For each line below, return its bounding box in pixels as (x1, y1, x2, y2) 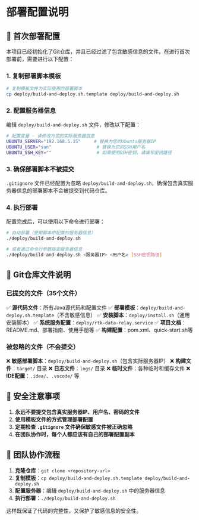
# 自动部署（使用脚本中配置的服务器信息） (6, 230, 96, 236)
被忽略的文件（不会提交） (6, 342, 80, 351)
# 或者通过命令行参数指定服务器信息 (6, 246, 83, 252)
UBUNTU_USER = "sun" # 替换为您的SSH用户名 (6, 144, 146, 150)
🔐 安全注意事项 (6, 391, 61, 401)
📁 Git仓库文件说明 (6, 270, 71, 280)
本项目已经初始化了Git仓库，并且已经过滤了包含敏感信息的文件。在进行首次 (6, 48, 190, 55)
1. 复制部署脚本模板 (6, 72, 61, 80)
